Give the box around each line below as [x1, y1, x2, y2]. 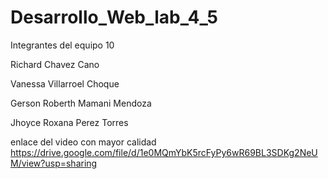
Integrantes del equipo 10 [10, 39, 115, 51]
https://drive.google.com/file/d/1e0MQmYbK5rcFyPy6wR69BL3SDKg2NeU [10, 146, 318, 158]
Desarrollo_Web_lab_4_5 [10, 6, 218, 29]
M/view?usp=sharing [10, 157, 98, 169]
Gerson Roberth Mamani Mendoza [10, 97, 152, 109]
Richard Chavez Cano [10, 58, 100, 70]
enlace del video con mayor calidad [10, 136, 157, 148]
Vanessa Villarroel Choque [10, 77, 120, 90]
